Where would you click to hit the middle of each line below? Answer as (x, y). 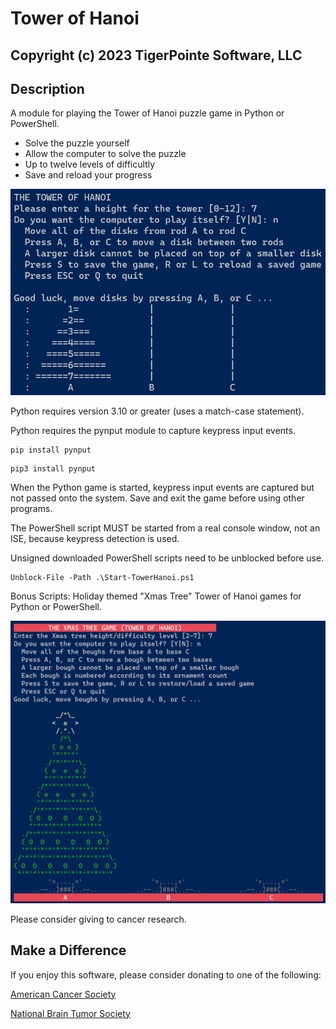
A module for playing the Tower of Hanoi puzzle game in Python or (147, 113)
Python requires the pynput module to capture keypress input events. (153, 431)
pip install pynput (51, 450)
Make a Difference (68, 950)
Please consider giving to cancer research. (98, 919)
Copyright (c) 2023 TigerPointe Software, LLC (156, 55)
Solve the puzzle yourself (77, 143)
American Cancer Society (63, 994)
